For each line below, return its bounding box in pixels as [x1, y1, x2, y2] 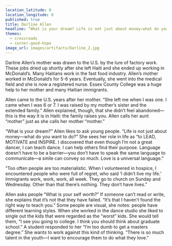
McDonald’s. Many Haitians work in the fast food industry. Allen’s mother [5, 70, 159, 77]
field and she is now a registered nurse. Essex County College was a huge [5, 81, 162, 87]
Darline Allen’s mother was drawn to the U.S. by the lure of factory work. [5, 59, 158, 65]
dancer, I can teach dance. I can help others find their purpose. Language [5, 144, 161, 151]
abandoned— [135, 107, 165, 113]
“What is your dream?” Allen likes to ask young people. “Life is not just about [5, 128, 167, 134]
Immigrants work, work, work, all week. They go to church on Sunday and [5, 176, 161, 182]
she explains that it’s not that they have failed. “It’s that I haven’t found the [5, 196, 161, 203]
